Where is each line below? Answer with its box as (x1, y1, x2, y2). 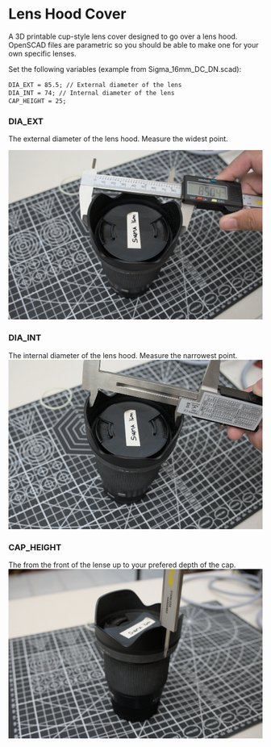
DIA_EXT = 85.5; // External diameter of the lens (8, 81, 182, 89)
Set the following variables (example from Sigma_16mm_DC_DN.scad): (8, 64, 242, 73)
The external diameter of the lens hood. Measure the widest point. (8, 134, 228, 144)
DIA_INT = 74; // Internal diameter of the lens (8, 89, 175, 97)
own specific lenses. (8, 48, 77, 58)
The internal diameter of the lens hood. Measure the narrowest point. (8, 350, 238, 360)
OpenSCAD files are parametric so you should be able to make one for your (8, 40, 260, 49)
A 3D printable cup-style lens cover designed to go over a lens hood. (8, 31, 238, 41)
